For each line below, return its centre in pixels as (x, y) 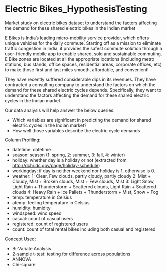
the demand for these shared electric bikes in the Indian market (70, 28)
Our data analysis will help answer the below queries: (60, 110)
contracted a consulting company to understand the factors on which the (80, 84)
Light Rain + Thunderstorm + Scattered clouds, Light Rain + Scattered (84, 187)
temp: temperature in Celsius (42, 197)
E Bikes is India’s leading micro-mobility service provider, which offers (77, 38)
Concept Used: (21, 239)
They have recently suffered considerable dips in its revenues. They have (81, 79)
